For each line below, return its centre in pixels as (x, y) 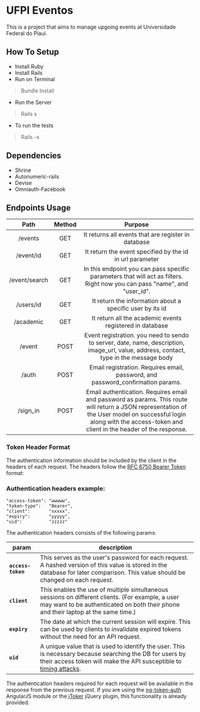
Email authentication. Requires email (137, 392)
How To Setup (33, 52)
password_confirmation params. (137, 383)
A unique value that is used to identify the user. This (113, 646)
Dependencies (34, 156)
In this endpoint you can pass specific (137, 269)
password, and (137, 375)
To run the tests (34, 125)
